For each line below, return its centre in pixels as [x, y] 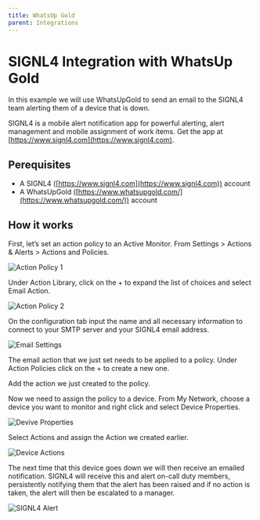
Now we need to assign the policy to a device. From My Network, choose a [129, 399]
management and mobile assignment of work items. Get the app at [116, 132]
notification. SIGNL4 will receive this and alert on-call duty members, [119, 476]
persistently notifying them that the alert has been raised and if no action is [129, 485]
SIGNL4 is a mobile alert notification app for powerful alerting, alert [116, 123]
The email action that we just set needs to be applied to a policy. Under [123, 360]
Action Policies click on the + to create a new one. [89, 369]
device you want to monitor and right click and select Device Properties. [125, 407]
